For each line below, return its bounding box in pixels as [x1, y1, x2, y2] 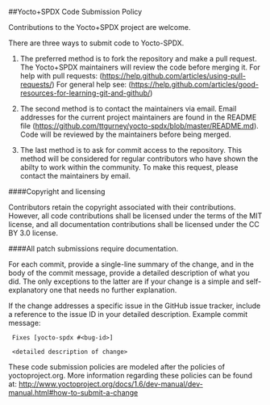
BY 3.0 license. [8, 228, 59, 238]
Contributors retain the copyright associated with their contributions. [8, 202, 236, 212]
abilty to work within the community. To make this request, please [19, 162, 239, 172]
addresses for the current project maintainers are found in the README [19, 112, 257, 122]
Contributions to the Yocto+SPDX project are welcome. [8, 23, 191, 32]
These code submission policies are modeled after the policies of [8, 362, 226, 371]
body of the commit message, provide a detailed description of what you [8, 268, 250, 277]
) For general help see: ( [52, 80, 131, 89]
